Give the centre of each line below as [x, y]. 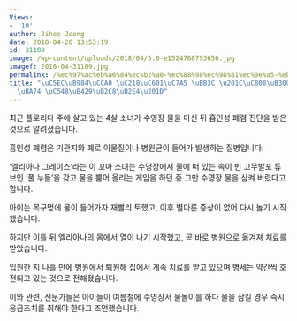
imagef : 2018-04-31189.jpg [59, 67]
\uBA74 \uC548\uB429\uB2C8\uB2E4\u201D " [92, 91]
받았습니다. [28, 248]
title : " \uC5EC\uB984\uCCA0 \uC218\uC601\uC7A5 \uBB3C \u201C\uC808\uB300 [150, 83]
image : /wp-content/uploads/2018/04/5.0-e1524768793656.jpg [122, 58]
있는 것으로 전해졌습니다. [75, 278]
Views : [21, 17]
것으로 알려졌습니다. [43, 128]
